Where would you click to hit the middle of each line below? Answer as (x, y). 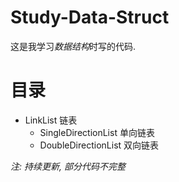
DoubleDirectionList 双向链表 (99, 145)
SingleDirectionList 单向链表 (97, 132)
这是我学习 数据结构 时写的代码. (73, 46)
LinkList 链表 (51, 120)
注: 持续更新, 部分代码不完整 (68, 166)
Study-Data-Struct (90, 17)
